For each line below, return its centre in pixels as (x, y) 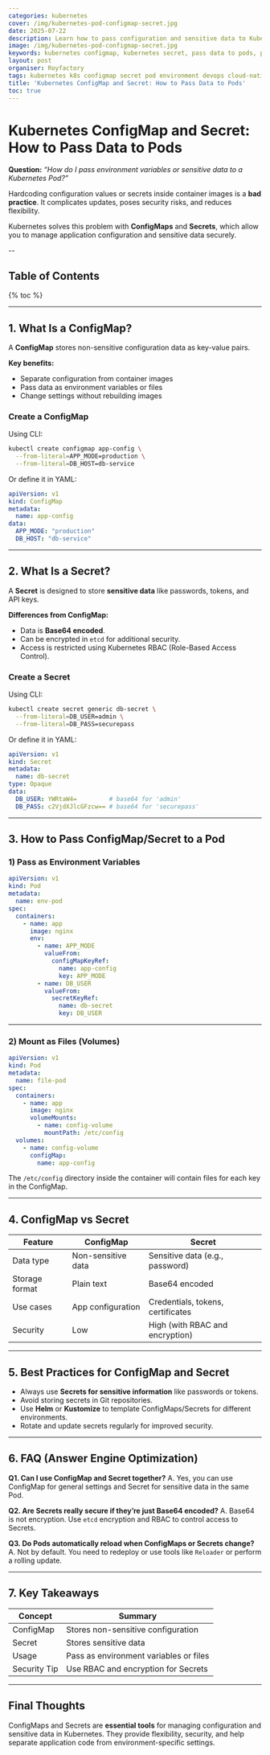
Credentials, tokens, (186, 1302)
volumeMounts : (53, 1118)
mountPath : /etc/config (84, 1133)
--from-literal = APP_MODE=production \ (81, 456)
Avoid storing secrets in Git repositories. (86, 1400)
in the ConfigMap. (38, 1186)
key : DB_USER (81, 1013)
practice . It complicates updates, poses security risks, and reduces (120, 203)
